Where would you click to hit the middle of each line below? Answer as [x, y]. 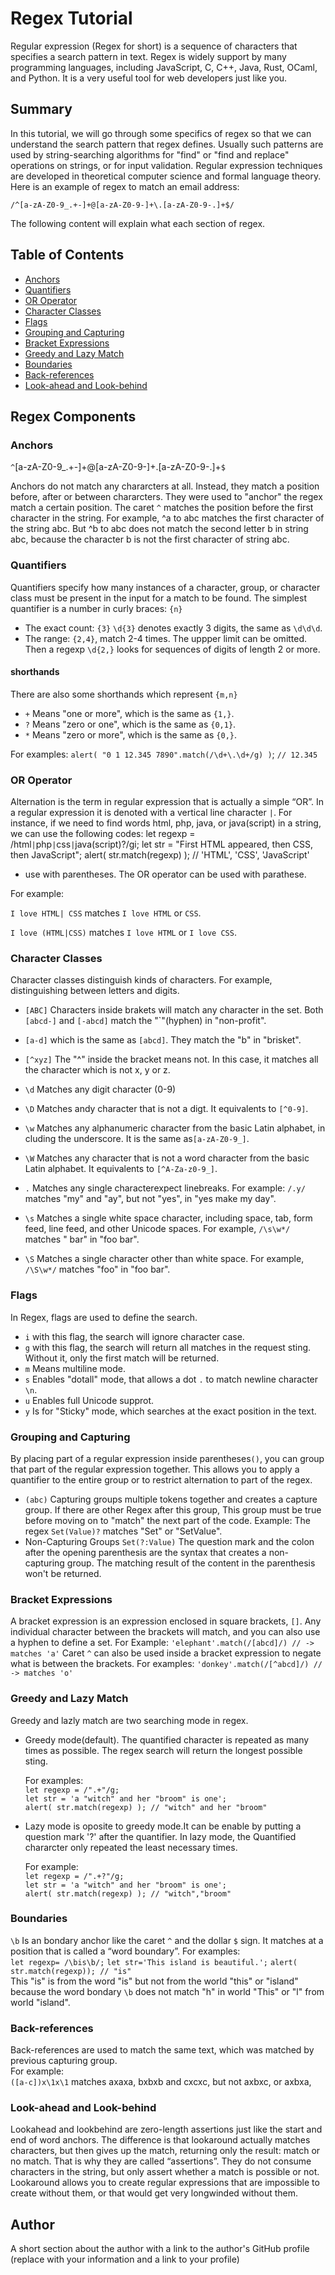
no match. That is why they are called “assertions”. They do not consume [161, 2161]
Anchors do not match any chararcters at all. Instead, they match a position [165, 486]
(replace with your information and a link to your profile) [125, 2259]
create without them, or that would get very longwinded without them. [154, 2193]
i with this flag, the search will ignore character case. [134, 1336]
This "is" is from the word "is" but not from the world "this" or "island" [154, 1981]
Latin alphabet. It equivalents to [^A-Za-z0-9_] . [121, 1169]
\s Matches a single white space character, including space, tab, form [168, 1218]
